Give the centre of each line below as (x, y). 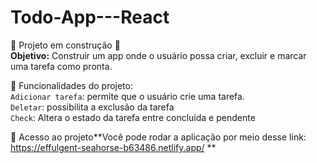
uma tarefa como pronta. (61, 66)
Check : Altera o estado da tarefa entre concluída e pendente (133, 117)
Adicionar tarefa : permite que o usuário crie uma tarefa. (127, 96)
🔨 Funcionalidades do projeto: (71, 85)
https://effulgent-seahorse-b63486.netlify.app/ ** (113, 147)
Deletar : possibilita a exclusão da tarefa (92, 107)
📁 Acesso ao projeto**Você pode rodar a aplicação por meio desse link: (158, 137)
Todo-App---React (90, 17)
